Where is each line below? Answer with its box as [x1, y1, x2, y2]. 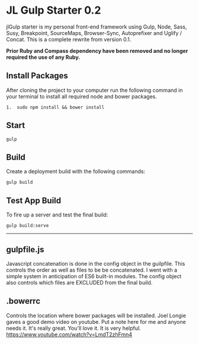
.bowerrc [6, 296, 41, 306]
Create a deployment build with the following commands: [6, 168, 146, 175]
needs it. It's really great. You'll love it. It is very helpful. [6, 324, 141, 332]
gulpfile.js [6, 244, 44, 254]
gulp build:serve [6, 223, 49, 229]
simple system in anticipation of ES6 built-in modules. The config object [6, 273, 182, 279]
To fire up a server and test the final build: [6, 211, 108, 218]
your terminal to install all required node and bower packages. [6, 93, 158, 100]
